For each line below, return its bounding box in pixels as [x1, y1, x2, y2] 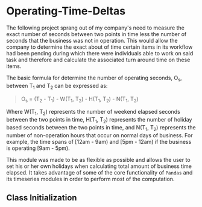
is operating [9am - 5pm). [6, 144, 71, 152]
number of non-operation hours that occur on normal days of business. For [6, 131, 193, 139]
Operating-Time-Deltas [6, 4, 125, 18]
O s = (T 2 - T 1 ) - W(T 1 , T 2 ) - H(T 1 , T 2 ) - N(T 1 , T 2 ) [21, 95, 139, 103]
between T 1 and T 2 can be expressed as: [6, 82, 108, 91]
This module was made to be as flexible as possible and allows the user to [6, 156, 191, 163]
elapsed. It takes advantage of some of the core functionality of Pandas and [6, 168, 193, 176]
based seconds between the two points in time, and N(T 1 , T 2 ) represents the [6, 123, 196, 132]
